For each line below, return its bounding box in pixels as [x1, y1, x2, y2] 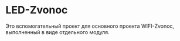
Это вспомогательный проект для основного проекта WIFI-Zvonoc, [5, 23, 174, 29]
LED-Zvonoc [5, 3, 68, 17]
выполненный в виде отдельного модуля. [5, 28, 110, 35]
